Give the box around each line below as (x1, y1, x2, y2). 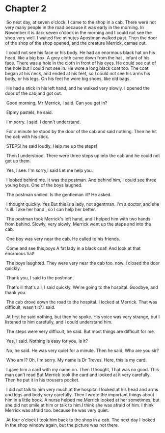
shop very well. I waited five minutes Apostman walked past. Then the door (5, 35, 158, 41)
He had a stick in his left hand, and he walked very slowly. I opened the (6, 85, 150, 91)
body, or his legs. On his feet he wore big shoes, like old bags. (5, 76, 131, 81)
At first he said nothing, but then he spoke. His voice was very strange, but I (6, 314, 160, 320)
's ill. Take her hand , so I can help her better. (5, 206, 96, 212)
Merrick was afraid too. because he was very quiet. (5, 407, 110, 413)
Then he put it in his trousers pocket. (5, 377, 80, 383)
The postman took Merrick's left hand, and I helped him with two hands (6, 216, 151, 221)
